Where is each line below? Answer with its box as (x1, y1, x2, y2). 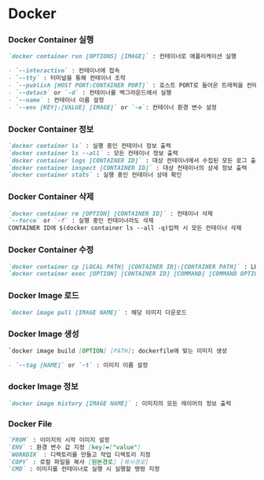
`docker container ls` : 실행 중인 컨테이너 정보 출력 (8, 142, 171, 150)
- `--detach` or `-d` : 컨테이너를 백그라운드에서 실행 (8, 88, 172, 97)
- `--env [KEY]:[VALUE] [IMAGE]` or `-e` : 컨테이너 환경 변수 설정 (8, 103, 218, 111)
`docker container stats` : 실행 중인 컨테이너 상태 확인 (8, 171, 182, 179)
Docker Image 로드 (8, 290, 79, 301)
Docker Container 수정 (8, 245, 94, 256)
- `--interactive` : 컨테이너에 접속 (8, 67, 120, 75)
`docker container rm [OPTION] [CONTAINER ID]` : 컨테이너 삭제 (8, 209, 214, 217)
